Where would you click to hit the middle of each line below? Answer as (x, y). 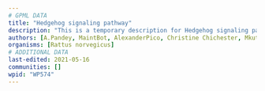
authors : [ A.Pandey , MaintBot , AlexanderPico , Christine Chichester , (125, 38)
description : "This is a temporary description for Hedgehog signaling (128, 30)
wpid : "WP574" (32, 74)
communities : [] (35, 67)
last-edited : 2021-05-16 (49, 60)
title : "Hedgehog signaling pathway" (70, 23)
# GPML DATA (28, 15)
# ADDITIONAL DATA (38, 52)
